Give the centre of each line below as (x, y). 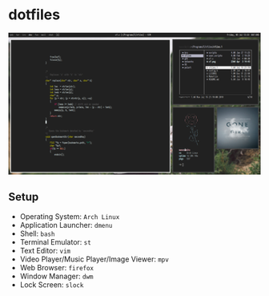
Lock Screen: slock (52, 284)
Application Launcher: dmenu (66, 225)
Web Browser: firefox (57, 267)
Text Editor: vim (45, 250)
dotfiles (34, 15)
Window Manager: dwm (56, 276)
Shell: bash (37, 233)
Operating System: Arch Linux (70, 216)
